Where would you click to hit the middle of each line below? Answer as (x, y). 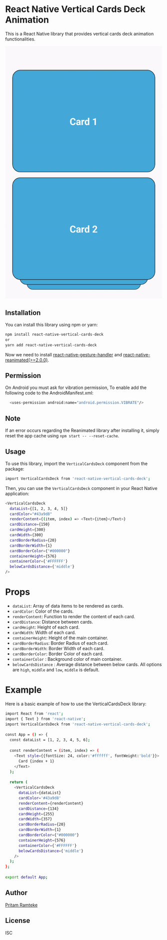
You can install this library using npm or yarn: (52, 324)
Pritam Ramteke (21, 905)
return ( (19, 782)
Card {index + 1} (36, 761)
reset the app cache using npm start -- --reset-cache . (62, 436)
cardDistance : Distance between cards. (53, 622)
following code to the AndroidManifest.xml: (49, 393)
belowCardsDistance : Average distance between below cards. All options (87, 664)
